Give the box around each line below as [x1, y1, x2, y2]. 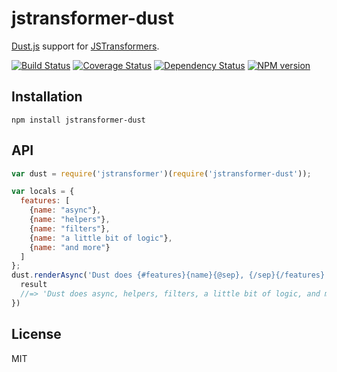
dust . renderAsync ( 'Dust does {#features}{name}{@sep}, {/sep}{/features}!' [11, 270, 334, 281]
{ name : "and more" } [29, 242, 111, 252]
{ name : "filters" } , [29, 223, 111, 234]
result [20, 280, 48, 290]
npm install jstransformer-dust [11, 115, 146, 125]
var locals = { [11, 187, 75, 197]
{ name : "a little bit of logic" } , [29, 233, 173, 243]
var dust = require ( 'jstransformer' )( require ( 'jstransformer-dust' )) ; [11, 168, 312, 179]
